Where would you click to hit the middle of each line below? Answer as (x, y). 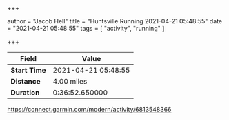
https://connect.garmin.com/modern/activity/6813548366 (89, 109)
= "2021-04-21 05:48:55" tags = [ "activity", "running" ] (86, 28)
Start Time (28, 70)
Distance (26, 81)
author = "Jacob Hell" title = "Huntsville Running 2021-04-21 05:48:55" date (115, 21)
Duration (25, 92)
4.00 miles (70, 81)
